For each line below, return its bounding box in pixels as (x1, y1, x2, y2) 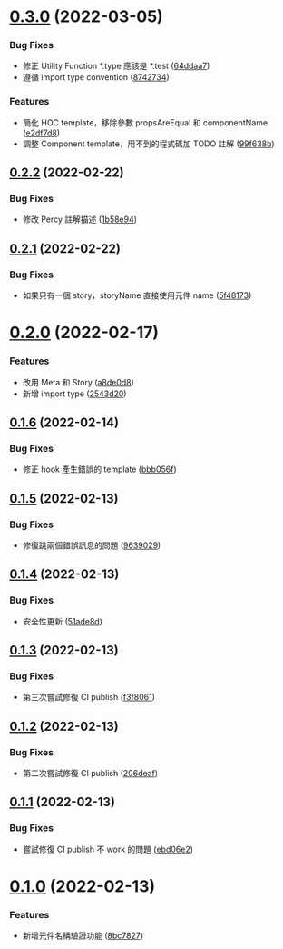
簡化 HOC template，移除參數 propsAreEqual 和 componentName (22, 116, 268, 128)
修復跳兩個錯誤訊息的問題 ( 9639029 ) (22, 540, 161, 551)
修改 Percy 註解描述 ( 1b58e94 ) (22, 214, 138, 225)
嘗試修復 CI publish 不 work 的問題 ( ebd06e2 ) (22, 844, 193, 854)
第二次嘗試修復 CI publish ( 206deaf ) (22, 768, 159, 779)
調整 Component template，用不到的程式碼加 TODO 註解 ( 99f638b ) (22, 138, 275, 149)
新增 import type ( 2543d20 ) (22, 388, 127, 399)
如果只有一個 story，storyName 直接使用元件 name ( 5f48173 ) (22, 290, 252, 301)
